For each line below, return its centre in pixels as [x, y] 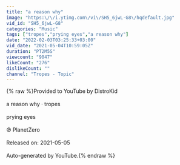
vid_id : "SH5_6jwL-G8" [35, 23]
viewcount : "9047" [29, 57]
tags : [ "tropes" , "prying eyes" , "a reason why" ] [68, 35]
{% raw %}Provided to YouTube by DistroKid [62, 91]
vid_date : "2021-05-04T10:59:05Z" [50, 46]
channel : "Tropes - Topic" [40, 74]
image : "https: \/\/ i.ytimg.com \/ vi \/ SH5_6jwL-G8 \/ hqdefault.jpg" [90, 18]
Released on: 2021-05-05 [38, 143]
